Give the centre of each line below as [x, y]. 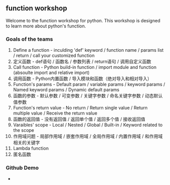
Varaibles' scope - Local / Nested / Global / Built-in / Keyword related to [88, 125]
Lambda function [31, 149]
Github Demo [22, 168]
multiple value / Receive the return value [55, 113]
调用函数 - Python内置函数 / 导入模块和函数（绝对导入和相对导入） [82, 79]
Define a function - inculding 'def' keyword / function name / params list [88, 50]
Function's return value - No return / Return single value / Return [80, 108]
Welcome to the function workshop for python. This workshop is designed [83, 20]
